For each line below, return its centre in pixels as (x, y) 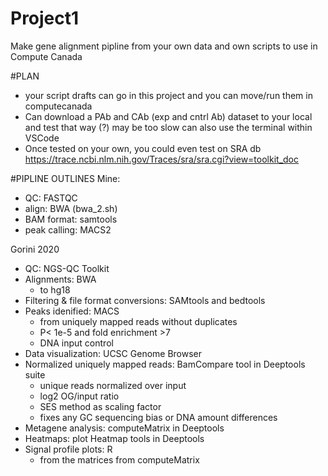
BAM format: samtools (71, 219)
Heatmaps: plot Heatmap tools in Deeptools (114, 438)
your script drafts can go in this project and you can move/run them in (168, 95)
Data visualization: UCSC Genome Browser (113, 353)
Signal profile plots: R (68, 449)
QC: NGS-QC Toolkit (67, 268)
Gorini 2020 (35, 249)
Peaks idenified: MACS (72, 311)
